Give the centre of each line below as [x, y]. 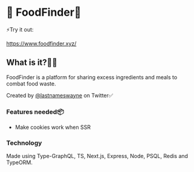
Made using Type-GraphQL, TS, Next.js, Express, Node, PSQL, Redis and [97, 156]
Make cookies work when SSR [53, 127]
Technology [24, 143]
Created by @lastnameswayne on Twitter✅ [60, 95]
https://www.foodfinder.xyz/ [41, 43]
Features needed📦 [35, 111]
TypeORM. [20, 162]
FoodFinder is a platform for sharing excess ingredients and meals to [92, 77]
